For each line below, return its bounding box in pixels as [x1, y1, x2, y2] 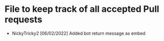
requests [4, 14, 43, 25]
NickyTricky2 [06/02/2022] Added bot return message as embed [11, 30, 146, 36]
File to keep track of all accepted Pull [4, 3, 160, 15]
